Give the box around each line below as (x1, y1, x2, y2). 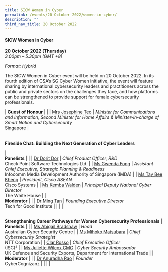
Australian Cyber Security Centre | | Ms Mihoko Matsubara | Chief (5, 229, 141, 235)
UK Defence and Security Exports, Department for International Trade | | (5, 250, 154, 256)
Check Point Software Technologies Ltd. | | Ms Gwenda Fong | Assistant (5, 161, 154, 167)
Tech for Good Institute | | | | (5, 203, 63, 209)
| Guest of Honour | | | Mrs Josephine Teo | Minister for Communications (5, 109, 156, 115)
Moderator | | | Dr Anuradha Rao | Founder (5, 255, 93, 261)
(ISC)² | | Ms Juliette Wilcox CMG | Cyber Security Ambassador (5, 245, 136, 251)
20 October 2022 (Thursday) (5, 48, 66, 54)
